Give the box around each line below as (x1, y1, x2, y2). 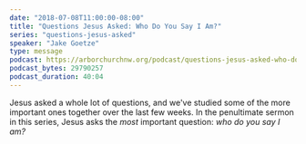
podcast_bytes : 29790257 (9, 64, 104, 73)
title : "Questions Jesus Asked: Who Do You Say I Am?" (9, 22, 222, 31)
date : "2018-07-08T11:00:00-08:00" (9, 13, 145, 23)
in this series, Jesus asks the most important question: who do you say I (9, 116, 280, 127)
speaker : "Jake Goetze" (9, 38, 100, 48)
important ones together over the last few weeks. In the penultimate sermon (9, 106, 294, 118)
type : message (9, 47, 64, 56)
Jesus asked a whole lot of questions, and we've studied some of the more (9, 97, 291, 108)
